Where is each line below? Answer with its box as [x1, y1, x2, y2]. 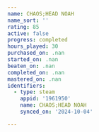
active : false [7, 29, 49, 37]
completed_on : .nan [7, 69, 65, 76]
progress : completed [7, 37, 69, 44]
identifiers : [7, 82, 46, 89]
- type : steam [13, 88, 55, 95]
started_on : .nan [7, 56, 59, 63]
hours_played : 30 [7, 43, 59, 50]
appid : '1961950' [20, 95, 71, 103]
